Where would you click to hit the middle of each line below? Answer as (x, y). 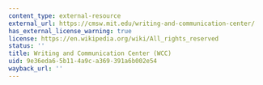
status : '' (27, 46)
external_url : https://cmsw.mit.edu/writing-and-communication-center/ (131, 23)
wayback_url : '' (36, 69)
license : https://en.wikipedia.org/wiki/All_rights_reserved (114, 38)
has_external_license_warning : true (70, 31)
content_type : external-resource (65, 16)
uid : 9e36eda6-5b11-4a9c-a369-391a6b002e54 (83, 62)
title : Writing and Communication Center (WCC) (90, 53)
